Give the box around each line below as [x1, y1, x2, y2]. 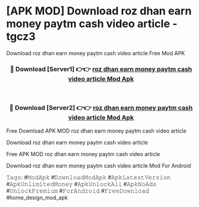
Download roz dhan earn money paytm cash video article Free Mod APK [6, 49, 185, 56]
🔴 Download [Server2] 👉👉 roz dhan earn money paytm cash [9, 104, 193, 112]
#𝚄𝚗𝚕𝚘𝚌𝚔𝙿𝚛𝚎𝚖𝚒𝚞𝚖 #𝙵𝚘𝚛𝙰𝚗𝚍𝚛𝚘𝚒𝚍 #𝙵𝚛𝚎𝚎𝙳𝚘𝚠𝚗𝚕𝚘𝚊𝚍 [6, 187, 149, 194]
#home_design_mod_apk [6, 194, 68, 201]
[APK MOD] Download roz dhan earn [6, 4, 192, 18]
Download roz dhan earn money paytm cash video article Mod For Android [6, 162, 191, 169]
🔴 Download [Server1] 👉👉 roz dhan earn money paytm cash [10, 65, 192, 73]
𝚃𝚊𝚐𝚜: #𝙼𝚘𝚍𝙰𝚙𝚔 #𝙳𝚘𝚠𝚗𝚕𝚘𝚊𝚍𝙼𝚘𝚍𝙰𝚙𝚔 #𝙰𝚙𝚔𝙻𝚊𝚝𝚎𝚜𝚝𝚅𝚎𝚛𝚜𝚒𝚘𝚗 [6, 173, 171, 181]
